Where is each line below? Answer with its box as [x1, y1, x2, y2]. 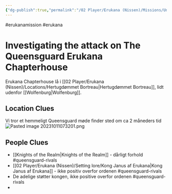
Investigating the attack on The [5, 40, 141, 51]
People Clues [5, 138, 49, 147]
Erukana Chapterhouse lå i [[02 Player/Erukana [5, 78, 104, 85]
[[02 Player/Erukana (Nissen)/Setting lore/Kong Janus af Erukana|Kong [12, 163, 163, 169]
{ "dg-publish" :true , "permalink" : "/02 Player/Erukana [5, 7, 120, 13]
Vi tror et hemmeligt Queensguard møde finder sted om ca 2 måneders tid [5, 118, 162, 124]
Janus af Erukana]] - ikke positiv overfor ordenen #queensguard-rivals [12, 168, 162, 174]
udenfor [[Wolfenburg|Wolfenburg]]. [5, 89, 82, 95]
